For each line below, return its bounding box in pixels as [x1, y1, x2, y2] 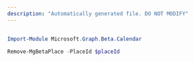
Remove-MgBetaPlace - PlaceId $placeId [7, 48, 120, 55]
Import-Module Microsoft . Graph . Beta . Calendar [7, 36, 142, 42]
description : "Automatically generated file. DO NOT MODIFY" [7, 10, 189, 17]
